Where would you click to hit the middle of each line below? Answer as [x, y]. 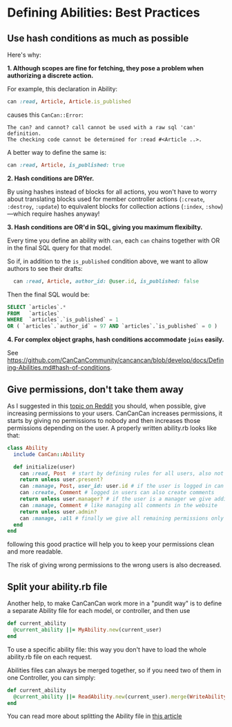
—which [19, 214]
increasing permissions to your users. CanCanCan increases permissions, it [115, 413]
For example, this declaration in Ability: [62, 89]
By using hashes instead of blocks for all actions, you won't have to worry [112, 191]
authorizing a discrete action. [50, 75]
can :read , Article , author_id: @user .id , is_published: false [106, 281]
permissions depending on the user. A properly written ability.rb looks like [112, 428]
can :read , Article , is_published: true [66, 165]
